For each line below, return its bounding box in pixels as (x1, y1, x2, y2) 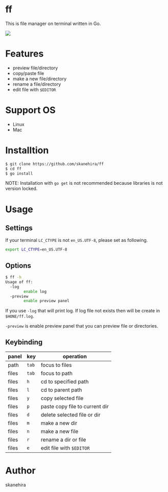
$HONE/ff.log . (5, 313, 34, 319)
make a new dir (40, 420, 78, 427)
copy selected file (40, 395, 84, 402)
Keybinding (5, 338, 43, 347)
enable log (23, 289, 47, 294)
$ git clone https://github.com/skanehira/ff (5, 161, 104, 166)
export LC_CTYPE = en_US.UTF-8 (5, 247, 67, 252)
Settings (5, 224, 33, 232)
